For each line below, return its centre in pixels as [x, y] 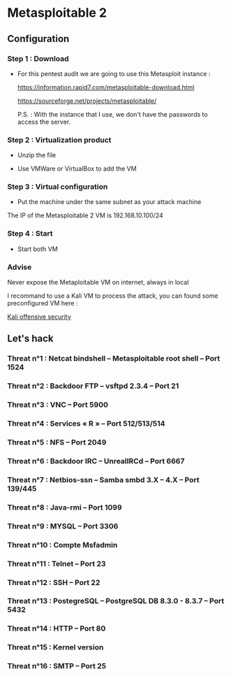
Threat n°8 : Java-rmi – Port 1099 [65, 507]
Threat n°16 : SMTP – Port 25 [57, 666]
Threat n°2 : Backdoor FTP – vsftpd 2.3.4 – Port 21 [93, 386]
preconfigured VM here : [43, 303]
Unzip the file [37, 155]
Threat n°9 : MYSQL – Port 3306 [63, 526]
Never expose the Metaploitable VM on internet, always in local [98, 282]
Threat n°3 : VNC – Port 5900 [58, 405]
